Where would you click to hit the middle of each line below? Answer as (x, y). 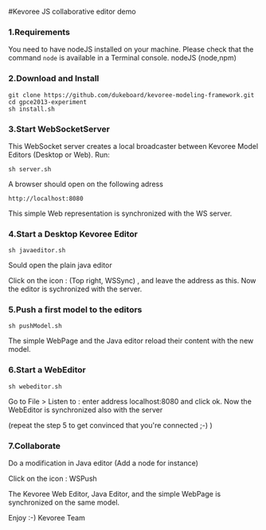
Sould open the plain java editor (61, 265)
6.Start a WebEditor (47, 370)
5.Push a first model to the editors (75, 310)
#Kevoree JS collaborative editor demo (72, 12)
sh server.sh (30, 169)
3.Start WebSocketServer (59, 129)
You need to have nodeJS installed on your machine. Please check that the (131, 49)
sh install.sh (32, 109)
